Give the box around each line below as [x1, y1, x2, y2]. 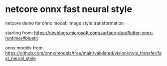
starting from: [5, 29, 33, 35]
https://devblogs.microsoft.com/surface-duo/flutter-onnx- [34, 29, 154, 35]
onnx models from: [5, 44, 44, 50]
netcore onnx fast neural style [5, 3, 132, 15]
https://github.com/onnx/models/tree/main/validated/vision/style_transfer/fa [5, 50, 162, 56]
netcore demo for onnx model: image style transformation [5, 20, 124, 26]
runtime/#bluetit [5, 35, 38, 41]
